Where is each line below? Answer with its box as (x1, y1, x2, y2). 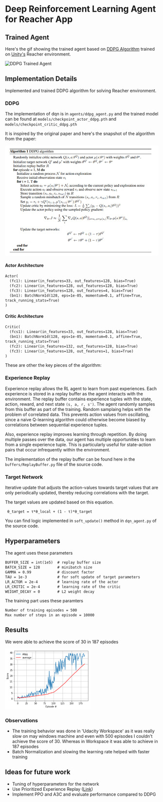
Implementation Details (5, 75, 77, 83)
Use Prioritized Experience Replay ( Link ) (12, 786, 93, 792)
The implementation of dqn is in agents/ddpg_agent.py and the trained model (5, 111, 159, 117)
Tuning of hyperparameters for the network (12, 781, 99, 787)
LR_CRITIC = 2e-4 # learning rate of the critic (5, 584, 121, 589)
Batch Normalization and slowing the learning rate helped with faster (12, 748, 150, 754)
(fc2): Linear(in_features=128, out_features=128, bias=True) (9, 283, 138, 288)
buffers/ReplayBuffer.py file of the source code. (5, 461, 103, 467)
